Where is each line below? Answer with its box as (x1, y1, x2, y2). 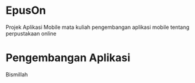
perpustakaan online (5, 29, 57, 37)
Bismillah (5, 70, 28, 78)
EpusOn (5, 4, 46, 17)
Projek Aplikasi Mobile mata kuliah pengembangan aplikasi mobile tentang (5, 23, 190, 31)
